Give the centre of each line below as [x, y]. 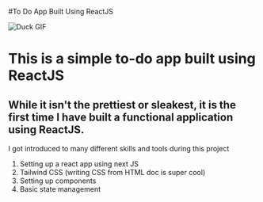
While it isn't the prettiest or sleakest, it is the [122, 105]
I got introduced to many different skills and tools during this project [119, 149]
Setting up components [58, 181]
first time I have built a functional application [121, 117]
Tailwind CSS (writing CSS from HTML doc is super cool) [112, 172]
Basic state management [60, 189]
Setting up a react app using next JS [79, 164]
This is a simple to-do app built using [132, 59]
